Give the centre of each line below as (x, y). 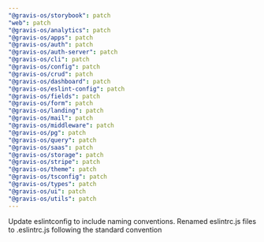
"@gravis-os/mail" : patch (50, 118)
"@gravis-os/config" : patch (54, 67)
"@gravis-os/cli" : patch (49, 60)
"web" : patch (30, 23)
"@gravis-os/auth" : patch (50, 45)
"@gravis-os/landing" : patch (56, 111)
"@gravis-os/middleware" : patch (61, 125)
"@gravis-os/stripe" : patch (54, 162)
